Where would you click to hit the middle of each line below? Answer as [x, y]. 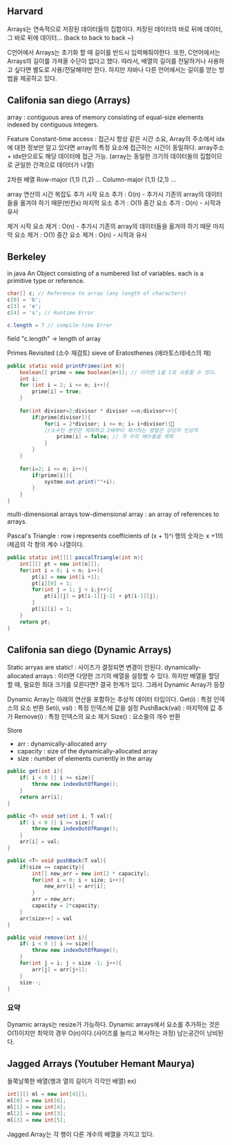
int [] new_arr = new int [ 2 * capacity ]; [91, 873]
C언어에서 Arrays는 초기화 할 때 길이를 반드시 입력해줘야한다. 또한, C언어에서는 [114, 52]
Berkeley [27, 257]
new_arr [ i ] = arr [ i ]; [75, 886]
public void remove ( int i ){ [48, 937]
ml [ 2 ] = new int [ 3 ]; [37, 1114]
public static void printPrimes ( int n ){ [66, 366]
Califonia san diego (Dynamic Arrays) [89, 650]
